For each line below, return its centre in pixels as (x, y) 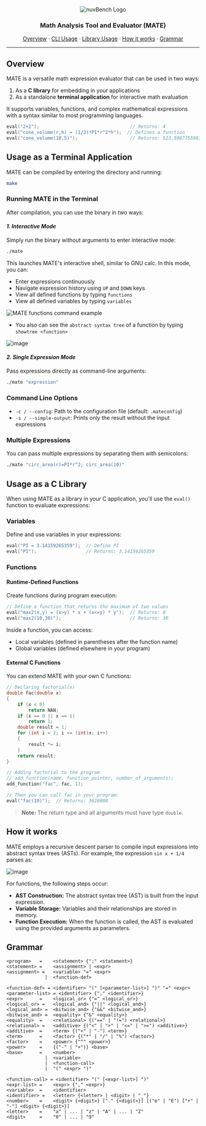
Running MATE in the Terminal (52, 199)
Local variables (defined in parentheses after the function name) (97, 642)
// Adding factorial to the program (53, 773)
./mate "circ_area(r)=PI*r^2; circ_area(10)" (65, 465)
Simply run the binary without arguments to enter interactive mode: (91, 240)
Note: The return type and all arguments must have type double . (102, 812)
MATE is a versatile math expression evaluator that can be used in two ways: (103, 79)
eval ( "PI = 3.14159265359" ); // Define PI (63, 546)
